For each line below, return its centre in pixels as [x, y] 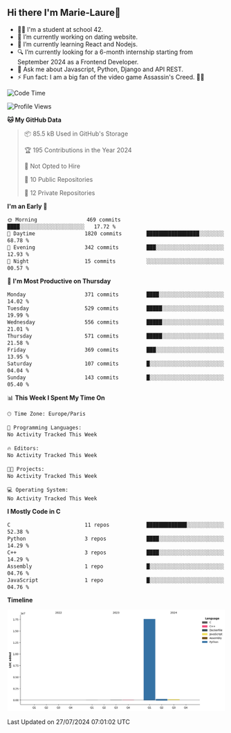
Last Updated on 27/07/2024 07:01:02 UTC [68, 722]
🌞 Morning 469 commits [64, 220]
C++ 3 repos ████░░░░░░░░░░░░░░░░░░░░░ [116, 553]
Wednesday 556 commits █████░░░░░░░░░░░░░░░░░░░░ [116, 322]
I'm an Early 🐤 [27, 206]
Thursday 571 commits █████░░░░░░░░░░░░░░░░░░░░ [116, 336]
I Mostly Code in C [34, 511]
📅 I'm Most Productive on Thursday [59, 281]
